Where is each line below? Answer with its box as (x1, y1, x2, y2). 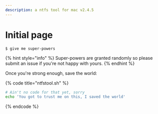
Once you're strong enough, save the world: (5, 70, 97, 76)
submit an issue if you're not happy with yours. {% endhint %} (5, 60, 135, 66)
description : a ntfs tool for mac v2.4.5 (5, 7, 94, 13)
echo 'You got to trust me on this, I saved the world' (5, 94, 126, 99)
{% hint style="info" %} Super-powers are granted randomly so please (5, 55, 153, 61)
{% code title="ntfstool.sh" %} (5, 80, 69, 86)
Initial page (5, 29, 53, 41)
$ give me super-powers (5, 46, 56, 51)
